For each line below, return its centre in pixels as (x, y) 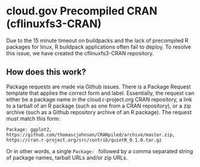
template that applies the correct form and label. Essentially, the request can (100, 93)
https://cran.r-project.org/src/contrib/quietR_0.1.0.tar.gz (84, 140)
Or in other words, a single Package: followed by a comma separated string (100, 151)
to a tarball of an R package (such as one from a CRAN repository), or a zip (99, 106)
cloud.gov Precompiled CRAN (82, 11)
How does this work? (46, 72)
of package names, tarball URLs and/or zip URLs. (67, 157)
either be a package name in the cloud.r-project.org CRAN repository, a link (99, 99)
